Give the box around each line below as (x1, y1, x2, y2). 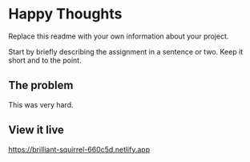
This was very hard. (8, 99, 74, 109)
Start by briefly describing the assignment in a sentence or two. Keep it (8, 47, 244, 56)
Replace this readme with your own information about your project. (8, 31, 229, 41)
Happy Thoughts (8, 5, 123, 23)
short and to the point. (8, 55, 82, 65)
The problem (8, 79, 74, 92)
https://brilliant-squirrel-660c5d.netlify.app (8, 144, 151, 154)
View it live (8, 124, 64, 137)
